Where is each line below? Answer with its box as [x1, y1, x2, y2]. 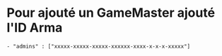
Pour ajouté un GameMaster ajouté [6, 5, 216, 21]
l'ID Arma [6, 20, 63, 36]
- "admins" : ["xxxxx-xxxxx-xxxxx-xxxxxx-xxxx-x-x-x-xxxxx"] [6, 43, 191, 50]
